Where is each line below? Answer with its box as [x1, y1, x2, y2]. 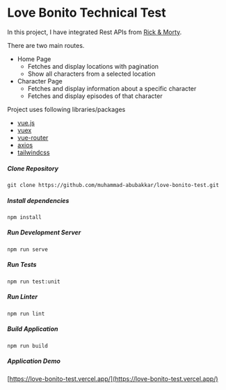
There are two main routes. [7, 41, 85, 49]
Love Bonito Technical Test [7, 5, 167, 21]
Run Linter [7, 293, 38, 301]
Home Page [17, 54, 51, 63]
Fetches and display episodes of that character [27, 92, 163, 100]
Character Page [17, 76, 63, 85]
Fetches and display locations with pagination [27, 62, 159, 70]
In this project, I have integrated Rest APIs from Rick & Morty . [7, 28, 182, 36]
